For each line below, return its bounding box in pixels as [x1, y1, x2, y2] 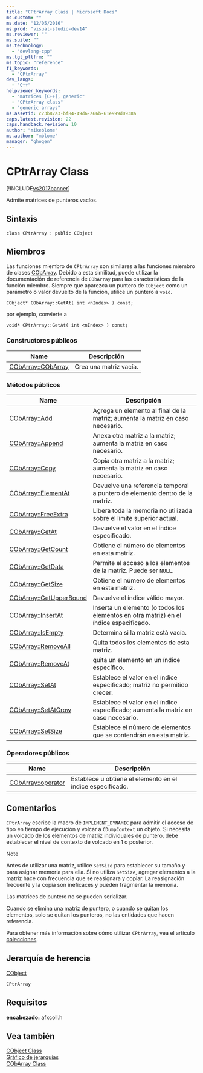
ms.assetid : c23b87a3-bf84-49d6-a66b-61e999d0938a [6, 110, 137, 116]
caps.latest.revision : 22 [6, 116, 71, 122]
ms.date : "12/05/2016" [6, 20, 63, 26]
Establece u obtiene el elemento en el [71, 775, 178, 783]
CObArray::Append [9, 439, 63, 447]
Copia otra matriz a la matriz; [92, 456, 175, 464]
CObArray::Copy [9, 464, 56, 472]
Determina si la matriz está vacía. [92, 628, 187, 637]
